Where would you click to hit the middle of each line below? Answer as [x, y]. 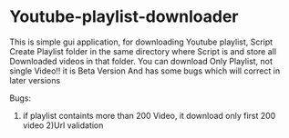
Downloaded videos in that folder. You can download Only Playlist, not [141, 61]
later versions [35, 80]
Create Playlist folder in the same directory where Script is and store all [143, 51]
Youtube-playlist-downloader [124, 17]
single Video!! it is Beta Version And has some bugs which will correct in [145, 71]
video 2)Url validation [63, 125]
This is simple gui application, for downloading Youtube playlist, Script [141, 42]
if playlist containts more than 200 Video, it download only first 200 [149, 115]
